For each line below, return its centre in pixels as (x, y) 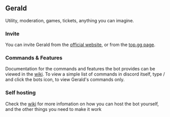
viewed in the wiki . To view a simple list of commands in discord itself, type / (85, 74)
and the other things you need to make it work (54, 109)
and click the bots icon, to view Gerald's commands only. (65, 80)
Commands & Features (34, 58)
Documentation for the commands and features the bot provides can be (80, 69)
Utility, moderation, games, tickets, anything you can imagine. (70, 20)
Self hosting (21, 93)
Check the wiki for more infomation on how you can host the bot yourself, (82, 104)
